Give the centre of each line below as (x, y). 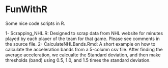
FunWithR (26, 9)
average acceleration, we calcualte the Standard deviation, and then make (83, 55)
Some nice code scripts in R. (35, 23)
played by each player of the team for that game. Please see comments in (83, 39)
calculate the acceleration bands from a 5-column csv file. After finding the (84, 49)
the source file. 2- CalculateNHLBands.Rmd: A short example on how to (80, 44)
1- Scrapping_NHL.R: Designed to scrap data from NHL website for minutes (84, 33)
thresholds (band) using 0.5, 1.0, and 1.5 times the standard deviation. (78, 60)
